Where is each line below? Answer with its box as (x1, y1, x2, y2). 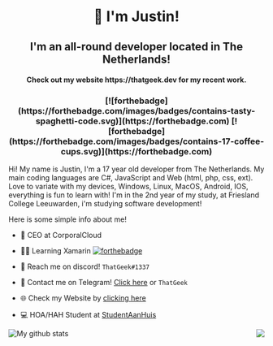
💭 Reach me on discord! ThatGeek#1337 (19, 262, 150, 271)
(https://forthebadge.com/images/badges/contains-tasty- (17, 106, 256, 117)
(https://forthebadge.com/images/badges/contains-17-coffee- (8, 136, 265, 147)
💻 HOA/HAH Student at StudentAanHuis (19, 310, 157, 320)
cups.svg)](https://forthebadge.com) (60, 146, 213, 158)
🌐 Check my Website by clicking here (19, 293, 146, 303)
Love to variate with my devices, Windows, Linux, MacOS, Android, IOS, (8, 182, 249, 192)
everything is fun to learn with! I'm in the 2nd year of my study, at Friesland (8, 190, 260, 200)
